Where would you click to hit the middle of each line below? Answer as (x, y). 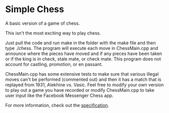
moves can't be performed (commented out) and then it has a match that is (83, 79)
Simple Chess (35, 9)
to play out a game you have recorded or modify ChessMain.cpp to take (80, 90)
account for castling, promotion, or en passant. (54, 64)
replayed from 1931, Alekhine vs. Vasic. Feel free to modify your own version (84, 85)
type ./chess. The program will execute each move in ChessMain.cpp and (82, 48)
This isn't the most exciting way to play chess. (53, 33)
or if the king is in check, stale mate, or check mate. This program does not (83, 59)
